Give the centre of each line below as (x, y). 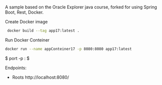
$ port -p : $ (17, 58)
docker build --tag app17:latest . (43, 31)
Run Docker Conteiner (27, 40)
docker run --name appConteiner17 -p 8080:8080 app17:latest (69, 49)
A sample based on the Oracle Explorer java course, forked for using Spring (81, 7)
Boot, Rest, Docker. (24, 12)
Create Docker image (26, 22)
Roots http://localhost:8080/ (40, 77)
